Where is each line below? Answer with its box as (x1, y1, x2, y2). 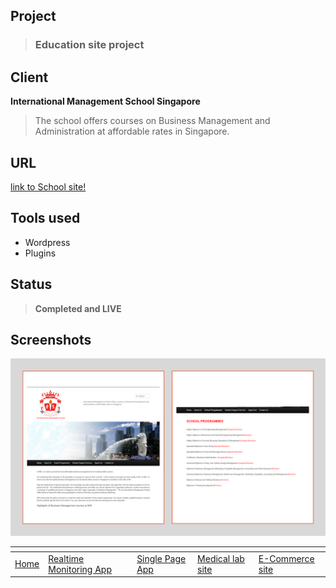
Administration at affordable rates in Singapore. (34, 125, 230, 138)
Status (10, 276, 53, 293)
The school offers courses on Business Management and (34, 115, 271, 127)
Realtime (48, 552, 85, 564)
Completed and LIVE (34, 302, 122, 314)
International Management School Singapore (10, 95, 201, 108)
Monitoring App (48, 563, 112, 575)
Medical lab (197, 552, 245, 564)
